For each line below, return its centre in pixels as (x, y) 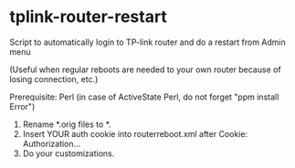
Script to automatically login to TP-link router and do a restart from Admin (147, 42)
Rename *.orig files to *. (67, 124)
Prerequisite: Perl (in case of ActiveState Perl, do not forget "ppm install (144, 97)
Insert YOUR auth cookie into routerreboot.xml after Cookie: (135, 133)
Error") (22, 106)
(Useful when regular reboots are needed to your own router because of (145, 69)
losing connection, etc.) (54, 79)
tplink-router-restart (88, 17)
